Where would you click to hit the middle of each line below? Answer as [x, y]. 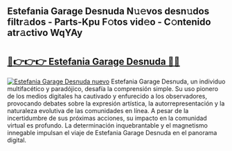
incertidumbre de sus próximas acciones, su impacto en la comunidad [107, 118]
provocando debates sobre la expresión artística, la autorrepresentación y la [116, 103]
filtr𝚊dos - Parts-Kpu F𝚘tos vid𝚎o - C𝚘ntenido [109, 22]
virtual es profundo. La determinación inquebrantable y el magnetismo [107, 125]
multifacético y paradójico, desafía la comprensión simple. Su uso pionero [113, 89]
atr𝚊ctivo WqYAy [45, 33]
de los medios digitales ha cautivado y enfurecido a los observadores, [107, 96]
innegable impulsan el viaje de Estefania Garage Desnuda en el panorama [112, 133]
